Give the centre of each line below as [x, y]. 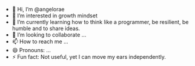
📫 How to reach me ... [40, 41]
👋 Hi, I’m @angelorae [38, 9]
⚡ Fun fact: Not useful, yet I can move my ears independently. [89, 57]
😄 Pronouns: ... [31, 50]
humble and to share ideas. [46, 28]
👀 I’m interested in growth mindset [55, 16]
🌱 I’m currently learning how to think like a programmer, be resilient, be [100, 22]
